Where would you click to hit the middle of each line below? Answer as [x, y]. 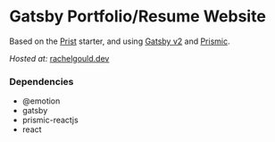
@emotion [41, 101]
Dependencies [42, 81]
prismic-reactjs [50, 120]
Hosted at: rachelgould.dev [59, 58]
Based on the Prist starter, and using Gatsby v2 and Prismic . [120, 41]
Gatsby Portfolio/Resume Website [137, 17]
